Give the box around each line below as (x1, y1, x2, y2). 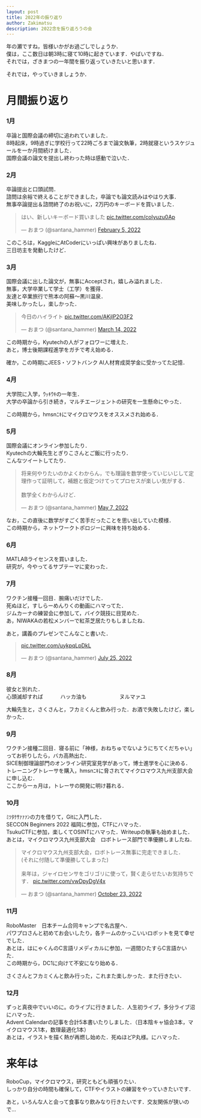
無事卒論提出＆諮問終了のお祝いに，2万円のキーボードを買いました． (6, 201, 178, 208)
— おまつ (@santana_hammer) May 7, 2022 (20, 503, 129, 511)
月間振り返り (6, 94, 70, 108)
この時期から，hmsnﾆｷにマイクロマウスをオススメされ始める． (6, 410, 162, 418)
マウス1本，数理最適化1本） (22, 1026, 90, 1033)
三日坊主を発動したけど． (6, 247, 70, 254)
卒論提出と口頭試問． (6, 186, 59, 193)
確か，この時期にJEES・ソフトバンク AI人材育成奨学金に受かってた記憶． (6, 359, 188, 366)
